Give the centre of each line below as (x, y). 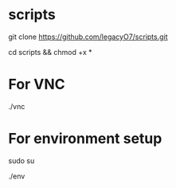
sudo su (22, 160)
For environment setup (85, 139)
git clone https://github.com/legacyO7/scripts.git (88, 37)
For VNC (37, 84)
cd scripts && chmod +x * (50, 52)
